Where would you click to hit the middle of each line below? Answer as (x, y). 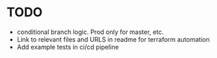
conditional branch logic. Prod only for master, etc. (90, 32)
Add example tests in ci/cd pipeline (68, 47)
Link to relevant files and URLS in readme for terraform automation (113, 39)
